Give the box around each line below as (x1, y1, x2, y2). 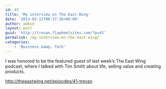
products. (5, 68, 25, 75)
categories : (5, 40, 30, 45)
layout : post (5, 26, 32, 31)
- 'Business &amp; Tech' (14, 44, 66, 49)
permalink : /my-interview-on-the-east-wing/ (5, 35, 99, 40)
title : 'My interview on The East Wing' (5, 12, 91, 17)
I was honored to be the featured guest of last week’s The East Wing (5, 58, 146, 64)
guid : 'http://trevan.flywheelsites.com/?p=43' (5, 30, 106, 35)
